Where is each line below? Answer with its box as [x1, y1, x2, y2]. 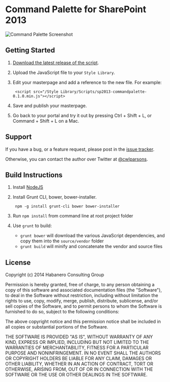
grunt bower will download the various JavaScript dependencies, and [20, 233, 165, 239]
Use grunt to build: [12, 223, 52, 229]
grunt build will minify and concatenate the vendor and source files [20, 243, 163, 250]
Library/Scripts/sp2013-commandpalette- [60, 89, 147, 94]
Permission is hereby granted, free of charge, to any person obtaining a [5, 282, 155, 288]
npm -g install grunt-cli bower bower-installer [15, 204, 120, 209]
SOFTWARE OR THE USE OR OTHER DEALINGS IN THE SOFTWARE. [5, 372, 148, 378]
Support [5, 132, 32, 141]
